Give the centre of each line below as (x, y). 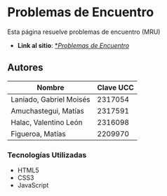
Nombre (51, 87)
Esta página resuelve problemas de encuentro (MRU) (84, 32)
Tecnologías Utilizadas (47, 154)
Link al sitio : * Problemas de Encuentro (73, 45)
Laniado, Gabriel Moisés (51, 99)
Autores (25, 68)
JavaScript (33, 185)
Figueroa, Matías (38, 133)
